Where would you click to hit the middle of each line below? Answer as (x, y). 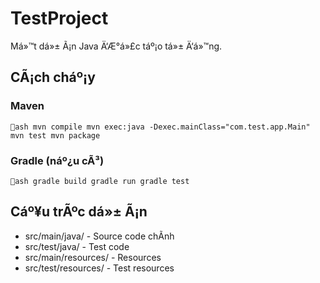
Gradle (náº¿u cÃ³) (57, 160)
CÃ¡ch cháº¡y (53, 77)
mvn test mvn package (55, 135)
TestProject (59, 18)
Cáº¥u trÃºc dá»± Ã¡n (79, 212)
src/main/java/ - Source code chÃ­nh (99, 236)
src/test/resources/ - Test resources (99, 268)
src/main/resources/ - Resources (93, 257)
